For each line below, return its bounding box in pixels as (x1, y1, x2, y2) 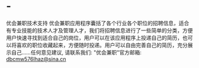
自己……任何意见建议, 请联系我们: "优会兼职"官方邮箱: (11, 49, 142, 56)
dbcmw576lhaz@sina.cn (6, 55, 66, 62)
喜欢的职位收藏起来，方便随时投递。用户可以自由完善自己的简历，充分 (16, 41, 188, 49)
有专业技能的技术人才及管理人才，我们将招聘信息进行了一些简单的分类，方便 (6, 26, 193, 34)
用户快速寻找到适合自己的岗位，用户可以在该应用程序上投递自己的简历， (6, 34, 182, 41)
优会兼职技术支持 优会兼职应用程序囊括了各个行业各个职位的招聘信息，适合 (6, 19, 190, 26)
